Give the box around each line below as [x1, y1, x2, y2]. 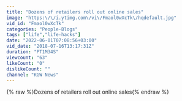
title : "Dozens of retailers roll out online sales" [6, 9, 144, 15]
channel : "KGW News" [6, 72, 59, 78]
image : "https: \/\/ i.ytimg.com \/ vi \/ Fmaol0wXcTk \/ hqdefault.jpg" [6, 15, 176, 21]
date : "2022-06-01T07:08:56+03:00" [6, 37, 97, 43]
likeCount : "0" [6, 60, 45, 66]
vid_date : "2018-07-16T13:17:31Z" [6, 43, 95, 50]
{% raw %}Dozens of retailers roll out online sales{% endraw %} [6, 88, 170, 95]
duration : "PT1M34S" [6, 49, 59, 55]
